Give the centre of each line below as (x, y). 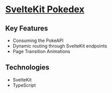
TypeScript (24, 85)
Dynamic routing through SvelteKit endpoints (60, 46)
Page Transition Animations (41, 51)
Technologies (27, 67)
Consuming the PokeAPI (38, 40)
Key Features (27, 28)
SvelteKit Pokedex (45, 9)
